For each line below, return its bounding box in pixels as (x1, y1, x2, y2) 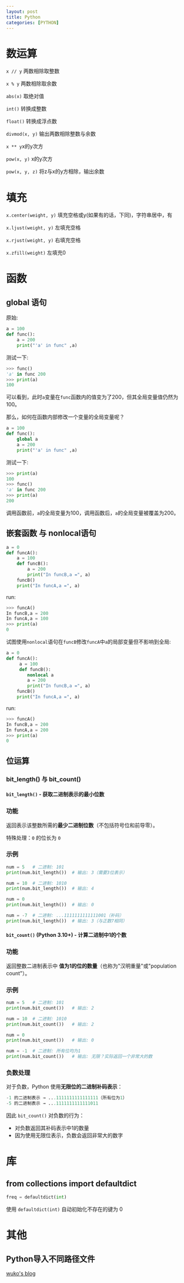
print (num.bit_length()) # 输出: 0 (6, 902, 94, 908)
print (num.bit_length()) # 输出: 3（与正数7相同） (6, 918, 128, 924)
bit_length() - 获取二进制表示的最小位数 (6, 791, 105, 798)
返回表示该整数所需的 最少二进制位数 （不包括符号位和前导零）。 (6, 822, 158, 829)
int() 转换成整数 (6, 105, 47, 112)
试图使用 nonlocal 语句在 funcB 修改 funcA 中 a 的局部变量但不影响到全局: (6, 639, 172, 646)
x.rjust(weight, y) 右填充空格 (6, 237, 81, 244)
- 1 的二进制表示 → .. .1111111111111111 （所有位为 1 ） (6, 1095, 128, 1101)
